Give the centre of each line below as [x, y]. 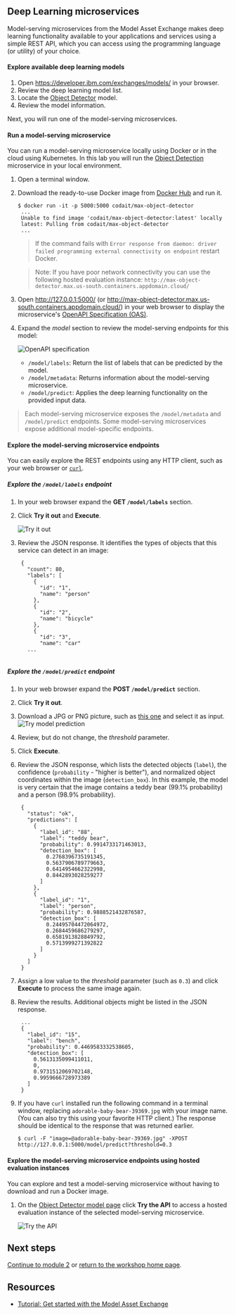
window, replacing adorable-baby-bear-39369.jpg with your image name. [123, 1111]
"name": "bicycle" [66, 619]
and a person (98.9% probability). [66, 794]
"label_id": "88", [66, 833]
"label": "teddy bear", [74, 839]
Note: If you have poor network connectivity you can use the [123, 272]
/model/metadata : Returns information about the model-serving [118, 378]
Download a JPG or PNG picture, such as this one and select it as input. [121, 716]
